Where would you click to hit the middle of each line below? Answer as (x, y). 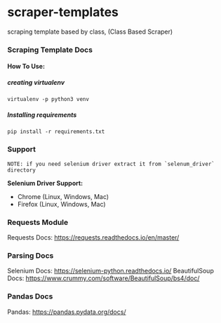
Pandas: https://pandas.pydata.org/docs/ (67, 312)
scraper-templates (63, 12)
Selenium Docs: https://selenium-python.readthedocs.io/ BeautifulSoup (110, 271)
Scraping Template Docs (50, 50)
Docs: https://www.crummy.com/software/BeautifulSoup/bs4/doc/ (103, 278)
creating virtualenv (36, 83)
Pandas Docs (30, 296)
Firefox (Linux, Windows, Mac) (62, 204)
